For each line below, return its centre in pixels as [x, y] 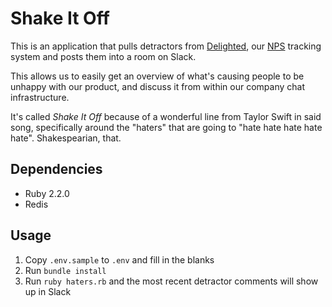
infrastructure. [40, 97]
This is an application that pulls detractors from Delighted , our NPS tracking [166, 46]
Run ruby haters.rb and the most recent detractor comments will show [171, 281]
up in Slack [48, 291]
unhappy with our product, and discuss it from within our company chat [158, 86]
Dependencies [56, 169]
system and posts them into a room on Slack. [103, 56]
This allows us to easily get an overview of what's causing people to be [157, 76]
